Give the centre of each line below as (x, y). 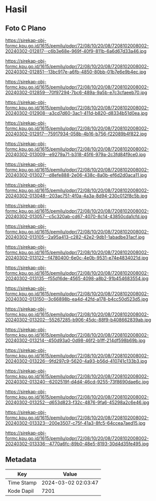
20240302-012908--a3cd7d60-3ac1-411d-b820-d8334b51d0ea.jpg (76, 113)
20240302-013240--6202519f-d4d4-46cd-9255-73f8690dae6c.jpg (77, 382)
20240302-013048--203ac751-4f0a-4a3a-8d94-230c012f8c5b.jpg (76, 196)
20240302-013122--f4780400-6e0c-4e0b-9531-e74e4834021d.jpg (77, 258)
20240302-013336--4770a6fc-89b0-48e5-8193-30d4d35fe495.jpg (77, 444)
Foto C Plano (26, 28)
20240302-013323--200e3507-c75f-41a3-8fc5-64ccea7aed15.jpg (75, 423)
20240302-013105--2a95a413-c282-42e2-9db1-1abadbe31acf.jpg (75, 237)
